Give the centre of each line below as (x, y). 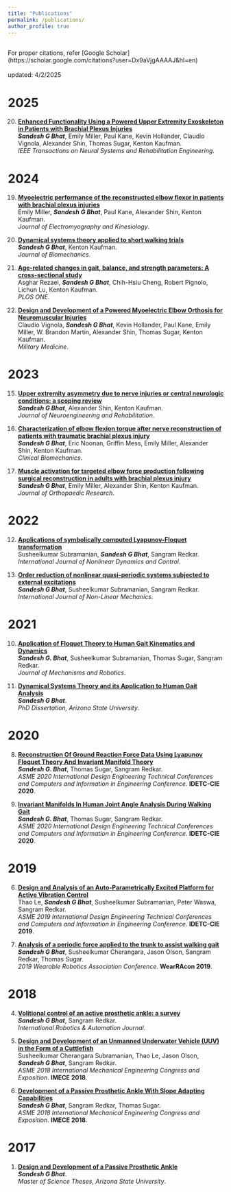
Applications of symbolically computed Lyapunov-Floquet (102, 540)
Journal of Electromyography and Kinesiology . (84, 226)
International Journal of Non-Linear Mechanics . (85, 597)
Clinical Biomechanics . (50, 458)
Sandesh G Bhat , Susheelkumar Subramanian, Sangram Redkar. (108, 589)
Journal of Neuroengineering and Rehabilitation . (86, 415)
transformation (40, 547)
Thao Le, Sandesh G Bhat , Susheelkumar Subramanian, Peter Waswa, (117, 902)
